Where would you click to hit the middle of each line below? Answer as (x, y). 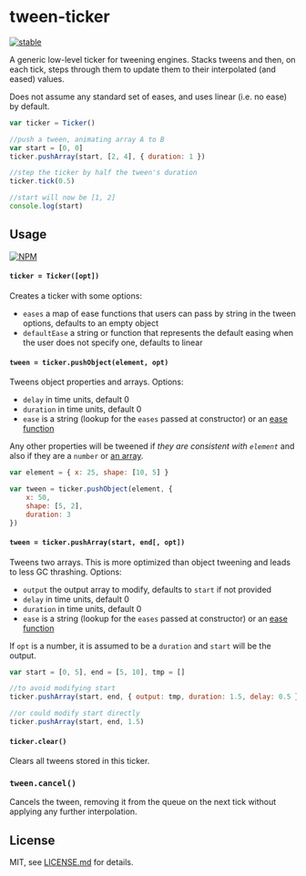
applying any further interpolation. (74, 811)
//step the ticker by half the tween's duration (103, 173)
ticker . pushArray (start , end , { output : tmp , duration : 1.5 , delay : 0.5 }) (156, 697)
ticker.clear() (38, 741)
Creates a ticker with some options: (76, 295)
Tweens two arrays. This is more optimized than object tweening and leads (150, 562)
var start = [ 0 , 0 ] (46, 148)
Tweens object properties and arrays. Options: (97, 382)
